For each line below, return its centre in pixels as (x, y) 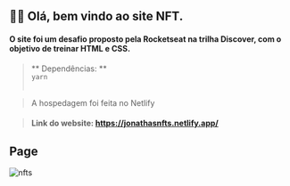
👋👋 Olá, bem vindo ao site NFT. (96, 16)
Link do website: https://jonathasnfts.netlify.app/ (124, 123)
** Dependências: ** (69, 69)
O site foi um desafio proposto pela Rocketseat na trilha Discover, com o (145, 39)
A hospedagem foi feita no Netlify (93, 102)
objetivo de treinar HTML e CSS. (70, 48)
